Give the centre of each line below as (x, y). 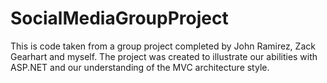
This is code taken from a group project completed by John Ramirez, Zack (163, 46)
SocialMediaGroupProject (119, 18)
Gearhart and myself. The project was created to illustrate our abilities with (164, 56)
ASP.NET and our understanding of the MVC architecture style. (140, 67)
